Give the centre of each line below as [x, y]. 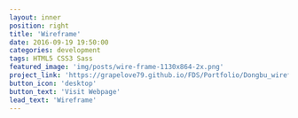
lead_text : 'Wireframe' [53, 100]
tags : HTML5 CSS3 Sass [51, 59]
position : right [39, 26]
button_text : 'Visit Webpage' [65, 91]
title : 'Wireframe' [45, 34]
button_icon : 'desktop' [53, 83]
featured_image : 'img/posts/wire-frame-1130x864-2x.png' [117, 67]
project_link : [35, 75]
